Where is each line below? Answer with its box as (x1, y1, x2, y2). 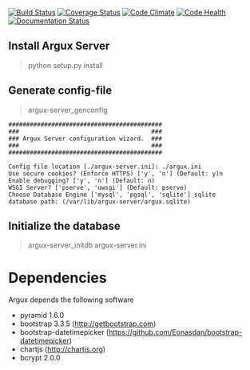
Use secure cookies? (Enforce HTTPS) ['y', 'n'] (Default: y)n (8, 169, 224, 178)
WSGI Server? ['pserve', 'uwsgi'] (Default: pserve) (8, 183, 188, 191)
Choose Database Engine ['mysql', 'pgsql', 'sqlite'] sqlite (8, 191, 216, 199)
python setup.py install (27, 60, 104, 70)
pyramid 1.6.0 (19, 311, 65, 320)
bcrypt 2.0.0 (19, 353, 62, 363)
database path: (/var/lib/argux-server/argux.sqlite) (8, 197, 192, 206)
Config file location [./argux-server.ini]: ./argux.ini (8, 163, 202, 171)
